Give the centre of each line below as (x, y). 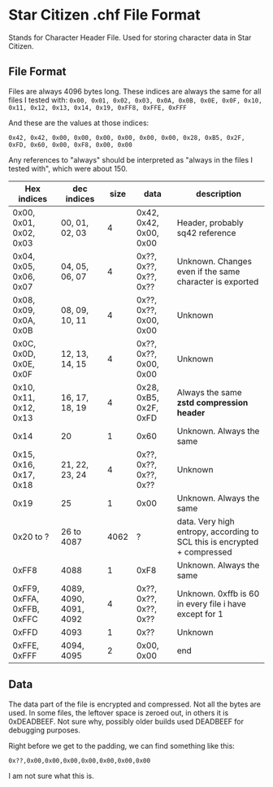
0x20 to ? (31, 537)
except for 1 (200, 614)
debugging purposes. (45, 730)
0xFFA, (26, 598)
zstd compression (212, 402)
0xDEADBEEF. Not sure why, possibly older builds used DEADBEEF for (126, 721)
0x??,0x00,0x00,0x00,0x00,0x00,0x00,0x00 (80, 761)
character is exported (218, 281)
